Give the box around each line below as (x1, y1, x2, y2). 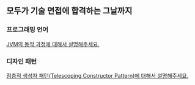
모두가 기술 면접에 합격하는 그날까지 (6, 5, 133, 16)
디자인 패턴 (6, 57, 37, 66)
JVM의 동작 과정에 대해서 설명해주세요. (6, 40, 100, 47)
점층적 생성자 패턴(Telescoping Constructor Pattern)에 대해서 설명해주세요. (6, 72, 189, 79)
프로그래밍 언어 (6, 25, 49, 34)
